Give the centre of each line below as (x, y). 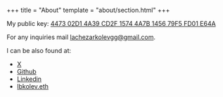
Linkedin (29, 79)
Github (26, 72)
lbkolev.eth (33, 86)
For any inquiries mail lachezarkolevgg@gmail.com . (81, 37)
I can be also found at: (39, 51)
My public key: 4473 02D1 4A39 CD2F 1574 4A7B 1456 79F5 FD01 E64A (111, 23)
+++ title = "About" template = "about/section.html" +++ (88, 10)
